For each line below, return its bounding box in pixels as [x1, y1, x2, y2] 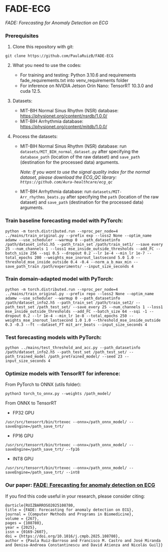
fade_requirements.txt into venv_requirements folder [20, 78, 129, 84]
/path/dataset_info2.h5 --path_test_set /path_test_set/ [5, 350, 127, 355]
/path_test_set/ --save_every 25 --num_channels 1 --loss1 [37, 304, 163, 310]
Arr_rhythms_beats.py [20, 195, 65, 200]
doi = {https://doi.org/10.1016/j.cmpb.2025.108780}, [5, 533, 121, 539]
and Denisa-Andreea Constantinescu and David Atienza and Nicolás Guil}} [5, 542, 163, 547]
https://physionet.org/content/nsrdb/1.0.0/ [20, 113, 108, 119]
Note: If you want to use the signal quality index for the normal [20, 169, 150, 175]
